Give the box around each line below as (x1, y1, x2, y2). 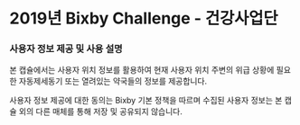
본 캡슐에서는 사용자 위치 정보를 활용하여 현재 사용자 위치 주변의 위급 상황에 (9, 65, 275, 76)
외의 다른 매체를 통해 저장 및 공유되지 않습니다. (18, 106, 183, 117)
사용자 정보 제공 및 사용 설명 (9, 42, 123, 55)
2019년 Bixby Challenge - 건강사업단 (9, 8, 278, 29)
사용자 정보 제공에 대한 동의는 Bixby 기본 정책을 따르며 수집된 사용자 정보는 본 (9, 95, 283, 106)
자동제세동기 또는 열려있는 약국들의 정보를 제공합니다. (18, 76, 208, 86)
